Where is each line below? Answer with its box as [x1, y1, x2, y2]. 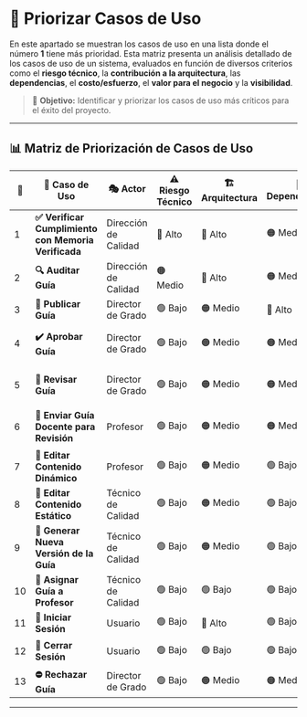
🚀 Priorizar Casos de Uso [9, 8, 202, 29]
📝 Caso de [44, 178, 90, 191]
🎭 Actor [108, 183, 146, 195]
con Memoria [35, 233, 94, 246]
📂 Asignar [35, 573, 79, 585]
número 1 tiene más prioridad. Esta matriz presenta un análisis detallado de [9, 47, 292, 58]
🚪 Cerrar [35, 639, 73, 652]
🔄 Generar [35, 524, 80, 537]
